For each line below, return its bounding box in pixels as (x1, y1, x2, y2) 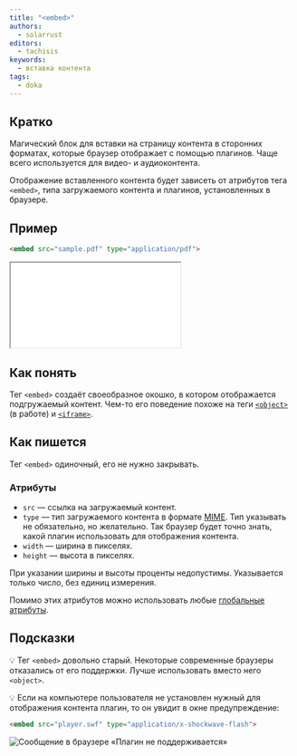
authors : (9, 22, 43, 31)
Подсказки (9, 631, 75, 646)
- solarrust (17, 30, 63, 39)
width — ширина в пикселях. (22, 540, 133, 551)
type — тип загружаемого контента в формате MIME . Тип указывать (22, 511, 287, 522)
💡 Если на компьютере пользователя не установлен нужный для (9, 692, 261, 703)
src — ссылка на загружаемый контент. (22, 502, 177, 513)
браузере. (9, 194, 49, 205)
